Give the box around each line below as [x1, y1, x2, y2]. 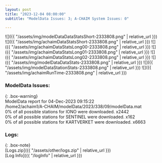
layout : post [5, 7, 32, 12]
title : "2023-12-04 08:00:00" [5, 12, 66, 17]
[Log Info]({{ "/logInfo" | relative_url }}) [5, 152, 82, 158]
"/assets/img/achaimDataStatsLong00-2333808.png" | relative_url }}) [11, 44, 151, 50]
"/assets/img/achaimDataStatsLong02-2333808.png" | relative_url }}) [11, 54, 151, 60]
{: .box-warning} [5, 93, 38, 99]
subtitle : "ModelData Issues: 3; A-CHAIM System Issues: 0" [5, 16, 130, 21]
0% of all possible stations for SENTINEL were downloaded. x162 [5, 114, 135, 120]
